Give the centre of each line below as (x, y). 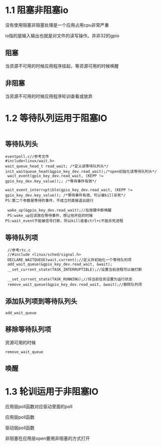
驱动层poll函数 (20, 428)
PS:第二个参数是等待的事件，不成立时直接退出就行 (49, 201)
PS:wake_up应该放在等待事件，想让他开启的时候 (50, 216)
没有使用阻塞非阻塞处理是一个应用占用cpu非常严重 (57, 25)
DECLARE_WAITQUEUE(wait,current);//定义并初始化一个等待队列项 (70, 260)
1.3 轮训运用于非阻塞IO (52, 392)
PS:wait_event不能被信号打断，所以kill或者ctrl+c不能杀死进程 (64, 221)
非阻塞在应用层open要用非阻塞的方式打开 (48, 439)
